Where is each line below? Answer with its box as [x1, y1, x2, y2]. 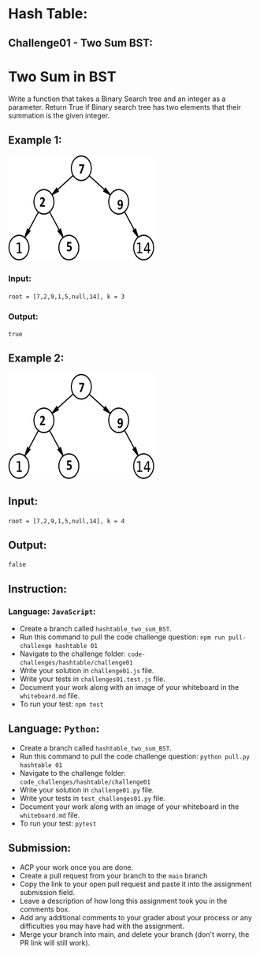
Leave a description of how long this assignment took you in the [19, 896, 228, 905]
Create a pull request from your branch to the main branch [19, 871, 208, 880]
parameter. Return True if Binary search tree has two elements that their [8, 102, 242, 111]
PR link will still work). [19, 938, 91, 947]
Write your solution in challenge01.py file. [19, 785, 154, 794]
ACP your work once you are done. [19, 862, 134, 872]
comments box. [19, 904, 71, 914]
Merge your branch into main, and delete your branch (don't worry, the [19, 929, 250, 939]
